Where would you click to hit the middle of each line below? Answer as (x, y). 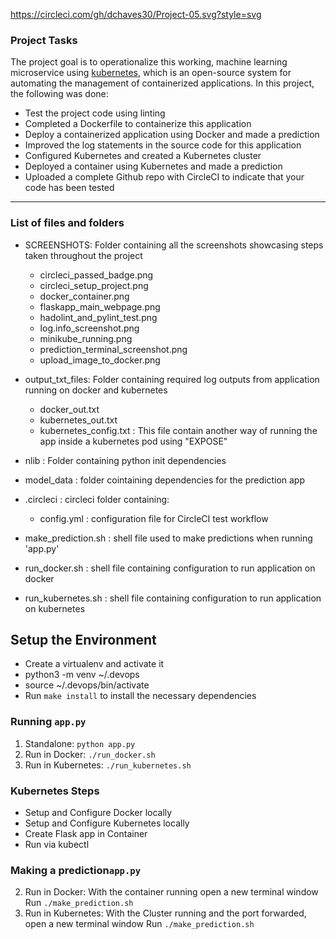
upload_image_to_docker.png (100, 360)
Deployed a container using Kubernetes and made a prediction (153, 166)
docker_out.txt (69, 409)
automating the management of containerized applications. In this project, (162, 83)
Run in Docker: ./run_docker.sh (90, 754)
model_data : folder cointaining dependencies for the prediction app (164, 480)
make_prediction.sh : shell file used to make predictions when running (168, 538)
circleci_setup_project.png (94, 285)
